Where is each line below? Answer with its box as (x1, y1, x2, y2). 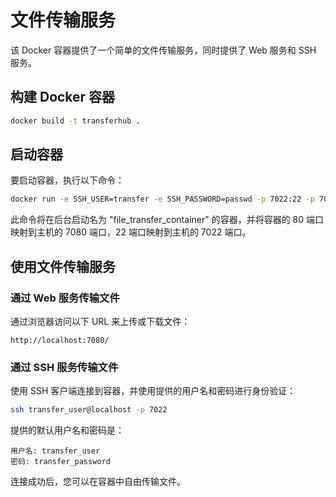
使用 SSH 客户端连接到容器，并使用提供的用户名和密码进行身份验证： (10, 385, 297, 397)
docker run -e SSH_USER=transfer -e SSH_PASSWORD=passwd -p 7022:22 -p (10, 194, 315, 205)
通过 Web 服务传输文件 (10, 291, 120, 305)
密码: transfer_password (10, 457, 111, 467)
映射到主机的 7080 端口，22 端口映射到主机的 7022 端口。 (10, 226, 252, 238)
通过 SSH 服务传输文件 (10, 360, 119, 374)
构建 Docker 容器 (10, 89, 116, 106)
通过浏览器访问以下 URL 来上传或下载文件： (10, 316, 191, 327)
